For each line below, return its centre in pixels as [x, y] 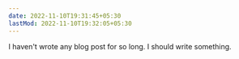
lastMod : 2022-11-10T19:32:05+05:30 [70, 23]
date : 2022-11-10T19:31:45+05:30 [65, 16]
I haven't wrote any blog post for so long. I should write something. [120, 46]
